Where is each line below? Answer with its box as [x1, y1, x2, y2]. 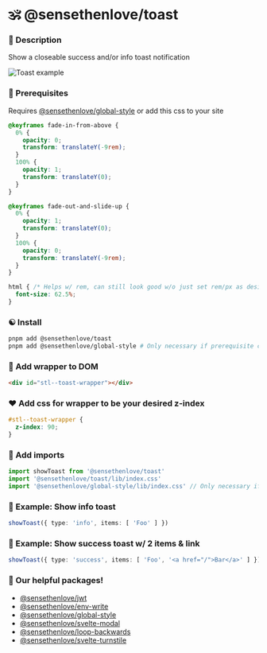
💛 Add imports [8, 449, 65, 461]
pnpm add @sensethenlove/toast [8, 335, 112, 343]
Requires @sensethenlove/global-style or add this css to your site [8, 106, 224, 115]
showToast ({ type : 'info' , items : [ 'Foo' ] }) [8, 519, 169, 527]
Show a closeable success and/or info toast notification [8, 52, 191, 62]
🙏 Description [8, 34, 62, 45]
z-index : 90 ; [15, 423, 59, 431]
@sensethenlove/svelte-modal [19, 618, 121, 628]
